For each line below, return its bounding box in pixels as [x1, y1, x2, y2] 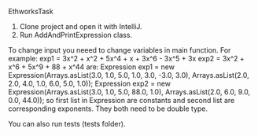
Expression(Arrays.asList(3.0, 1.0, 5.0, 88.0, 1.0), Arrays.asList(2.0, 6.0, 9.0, [8, 87, 251, 97]
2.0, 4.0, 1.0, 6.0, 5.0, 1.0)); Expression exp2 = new [8, 79, 171, 88]
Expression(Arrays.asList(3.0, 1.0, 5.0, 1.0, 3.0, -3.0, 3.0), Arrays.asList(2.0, [8, 71, 249, 79]
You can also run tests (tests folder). [8, 119, 126, 128]
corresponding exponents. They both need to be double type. [8, 104, 208, 113]
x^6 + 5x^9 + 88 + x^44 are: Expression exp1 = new [8, 62, 175, 72]
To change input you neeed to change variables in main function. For [8, 46, 231, 54]
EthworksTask [8, 7, 53, 16]
